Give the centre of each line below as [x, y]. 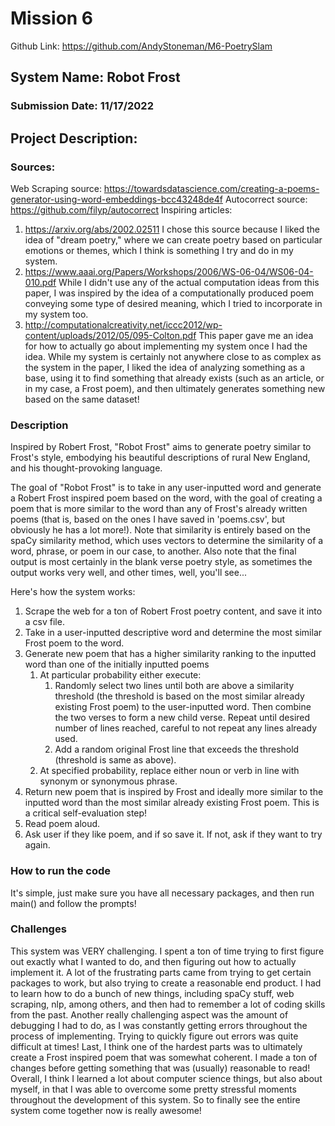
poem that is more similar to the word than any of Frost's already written [159, 509]
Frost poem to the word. [74, 643]
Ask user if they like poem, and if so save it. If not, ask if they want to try [173, 834]
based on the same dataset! [82, 399]
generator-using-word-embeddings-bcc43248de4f [116, 199]
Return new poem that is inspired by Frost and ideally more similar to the [174, 792]
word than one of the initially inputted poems [117, 664]
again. [37, 845]
